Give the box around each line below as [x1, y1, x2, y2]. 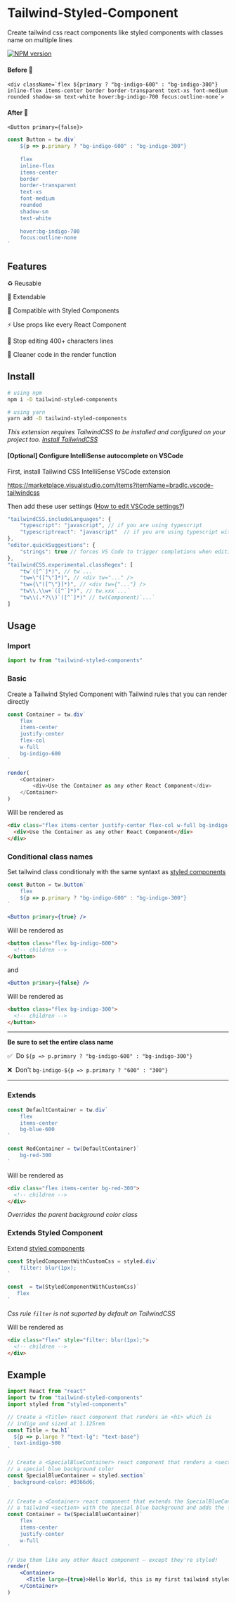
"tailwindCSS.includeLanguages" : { [7, 515, 112, 522]
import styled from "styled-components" [7, 1401, 128, 1408]
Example [7, 1369, 46, 1381]
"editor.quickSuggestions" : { [7, 542, 96, 549]
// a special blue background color [7, 1465, 114, 1472]
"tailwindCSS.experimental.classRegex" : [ [7, 561, 133, 568]
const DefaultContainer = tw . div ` [7, 1106, 109, 1114]
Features [7, 260, 47, 272]
